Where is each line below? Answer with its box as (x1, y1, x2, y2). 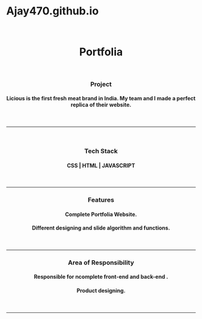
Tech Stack (84, 147, 118, 155)
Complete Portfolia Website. (65, 210, 137, 217)
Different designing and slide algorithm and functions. (32, 224, 170, 232)
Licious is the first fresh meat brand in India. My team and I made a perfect (6, 95, 196, 102)
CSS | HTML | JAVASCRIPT (67, 162, 135, 169)
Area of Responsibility (68, 258, 134, 267)
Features (88, 196, 114, 204)
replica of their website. (70, 101, 132, 109)
